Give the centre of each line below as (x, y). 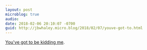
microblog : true (22, 14)
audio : (12, 19)
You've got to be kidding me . (35, 42)
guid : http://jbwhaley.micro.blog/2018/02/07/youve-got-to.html (74, 28)
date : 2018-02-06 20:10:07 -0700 (40, 24)
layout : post (19, 10)
